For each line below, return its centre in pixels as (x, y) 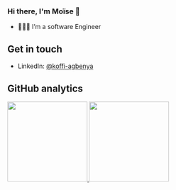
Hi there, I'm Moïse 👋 (44, 11)
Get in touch (35, 49)
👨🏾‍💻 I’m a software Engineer (59, 27)
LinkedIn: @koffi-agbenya (55, 66)
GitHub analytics (45, 88)
